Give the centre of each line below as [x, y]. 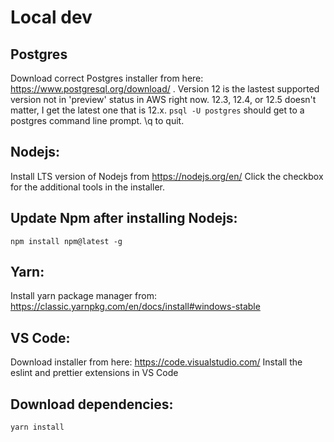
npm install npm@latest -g [66, 241]
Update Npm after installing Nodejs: [124, 218]
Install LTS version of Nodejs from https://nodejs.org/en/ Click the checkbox [167, 176]
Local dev [51, 17]
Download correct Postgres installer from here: [107, 78]
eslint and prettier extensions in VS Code [94, 373]
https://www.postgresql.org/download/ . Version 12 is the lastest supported [165, 89]
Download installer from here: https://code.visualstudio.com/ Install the [156, 362]
